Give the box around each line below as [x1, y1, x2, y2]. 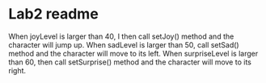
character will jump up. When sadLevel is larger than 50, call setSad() [8, 39, 240, 49]
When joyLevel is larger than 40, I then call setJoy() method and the [8, 31, 234, 41]
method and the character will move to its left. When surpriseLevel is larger [8, 48, 259, 58]
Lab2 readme [8, 5, 99, 23]
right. [8, 65, 27, 75]
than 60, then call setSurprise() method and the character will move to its [8, 57, 252, 67]
